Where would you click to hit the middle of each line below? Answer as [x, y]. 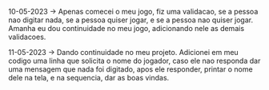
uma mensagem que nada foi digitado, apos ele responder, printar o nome [131, 69]
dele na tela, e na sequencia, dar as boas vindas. [89, 78]
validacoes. [27, 37]
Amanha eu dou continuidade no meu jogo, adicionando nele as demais [126, 28]
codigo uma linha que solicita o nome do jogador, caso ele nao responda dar [134, 61]
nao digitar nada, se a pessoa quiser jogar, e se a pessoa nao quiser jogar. [131, 20]
